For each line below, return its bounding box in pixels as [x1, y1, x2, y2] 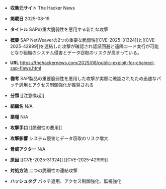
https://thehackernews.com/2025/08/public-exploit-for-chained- [20, 60, 155, 66]
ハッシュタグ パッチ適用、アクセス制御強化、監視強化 [10, 178, 122, 184]
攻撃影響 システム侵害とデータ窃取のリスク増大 [10, 136, 109, 141]
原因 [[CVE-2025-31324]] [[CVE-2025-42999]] [10, 157, 108, 163]
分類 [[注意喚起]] [10, 93, 45, 98]
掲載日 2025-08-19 [10, 16, 50, 22]
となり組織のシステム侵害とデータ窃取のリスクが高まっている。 [10, 50, 142, 55]
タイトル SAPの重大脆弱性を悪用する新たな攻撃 [10, 26, 109, 32]
